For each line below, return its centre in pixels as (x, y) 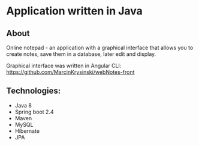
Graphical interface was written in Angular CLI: (64, 65)
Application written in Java (74, 11)
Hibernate (27, 131)
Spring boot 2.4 (34, 112)
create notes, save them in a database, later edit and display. (81, 54)
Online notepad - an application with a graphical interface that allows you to (100, 47)
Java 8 (23, 105)
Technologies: (34, 91)
